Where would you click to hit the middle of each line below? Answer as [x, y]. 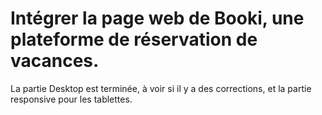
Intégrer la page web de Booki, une [157, 18]
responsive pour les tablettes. [71, 99]
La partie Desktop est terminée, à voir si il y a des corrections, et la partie [161, 88]
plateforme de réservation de [134, 39]
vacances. [55, 61]
